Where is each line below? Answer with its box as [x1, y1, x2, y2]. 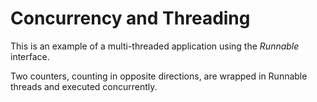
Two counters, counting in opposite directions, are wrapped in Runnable [10, 70, 308, 82]
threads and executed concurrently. [10, 80, 158, 92]
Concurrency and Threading [10, 7, 251, 30]
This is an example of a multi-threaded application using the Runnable [10, 40, 300, 52]
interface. [10, 50, 50, 62]
